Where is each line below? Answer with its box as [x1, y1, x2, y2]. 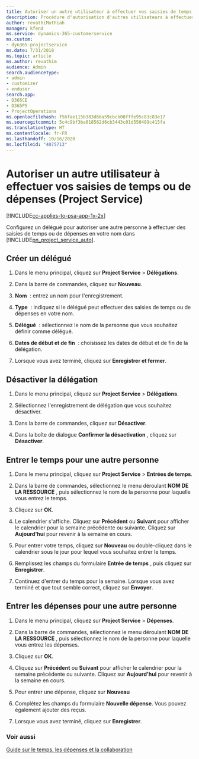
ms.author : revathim [6, 58, 57, 64]
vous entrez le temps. [14, 495, 68, 501]
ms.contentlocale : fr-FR [6, 130, 68, 137]
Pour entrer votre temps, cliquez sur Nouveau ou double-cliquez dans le [14, 542, 192, 549]
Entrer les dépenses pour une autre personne [6, 601, 177, 611]
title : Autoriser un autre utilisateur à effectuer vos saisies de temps [6, 8, 192, 15]
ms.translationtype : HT [6, 125, 65, 131]
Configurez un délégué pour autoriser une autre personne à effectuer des [6, 224, 186, 231]
